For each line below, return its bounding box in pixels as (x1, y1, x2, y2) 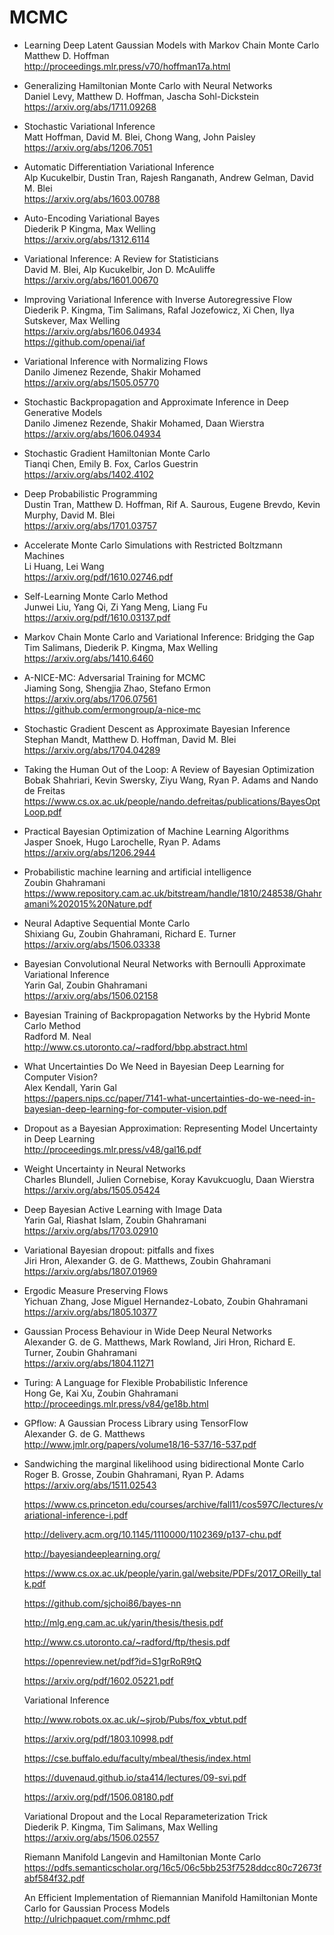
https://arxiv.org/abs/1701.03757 (23, 519, 158, 531)
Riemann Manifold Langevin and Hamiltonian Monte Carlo (23, 1851, 262, 1863)
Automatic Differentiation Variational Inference (23, 161, 215, 173)
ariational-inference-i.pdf (23, 1509, 129, 1521)
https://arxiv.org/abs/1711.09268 (23, 101, 157, 113)
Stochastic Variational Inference (23, 120, 156, 132)
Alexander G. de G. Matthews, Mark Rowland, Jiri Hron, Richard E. (23, 1336, 296, 1348)
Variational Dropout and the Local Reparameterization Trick (23, 1810, 269, 1822)
